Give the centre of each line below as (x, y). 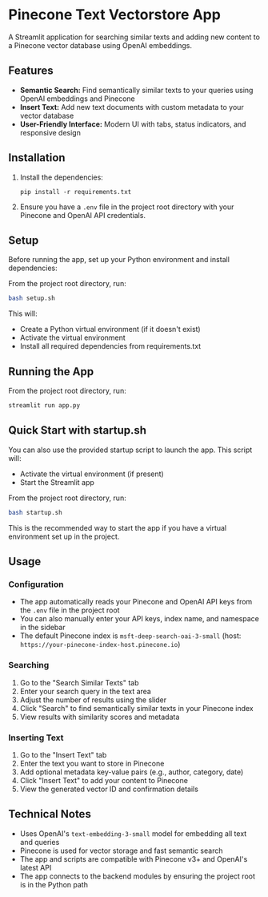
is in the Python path (54, 884)
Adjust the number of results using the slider (93, 700)
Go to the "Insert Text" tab (63, 754)
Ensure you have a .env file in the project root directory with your (127, 207)
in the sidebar (42, 628)
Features (31, 71)
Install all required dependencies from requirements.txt (110, 346)
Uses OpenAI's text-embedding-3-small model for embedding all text (133, 833)
